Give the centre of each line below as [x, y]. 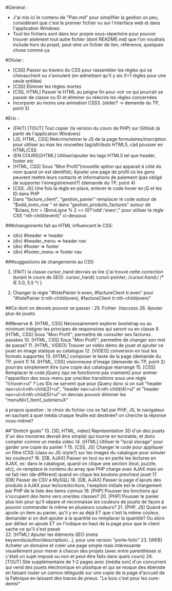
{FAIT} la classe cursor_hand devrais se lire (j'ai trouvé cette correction [88, 272]
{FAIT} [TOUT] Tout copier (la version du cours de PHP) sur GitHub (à [86, 128]
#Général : [16, 7]
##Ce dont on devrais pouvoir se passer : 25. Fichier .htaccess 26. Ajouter [84, 308]
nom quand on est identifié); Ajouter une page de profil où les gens [84, 172]
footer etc [23, 161]
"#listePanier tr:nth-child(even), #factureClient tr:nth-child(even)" [82, 298]
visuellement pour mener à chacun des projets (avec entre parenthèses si [83, 551]
